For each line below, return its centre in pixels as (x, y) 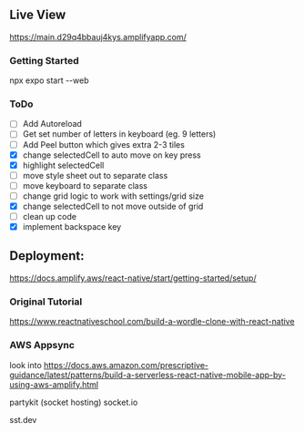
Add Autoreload (52, 124)
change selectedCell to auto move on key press (112, 155)
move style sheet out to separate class (95, 175)
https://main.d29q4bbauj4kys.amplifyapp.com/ (98, 36)
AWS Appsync (42, 345)
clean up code (50, 216)
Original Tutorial (46, 302)
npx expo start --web (49, 80)
